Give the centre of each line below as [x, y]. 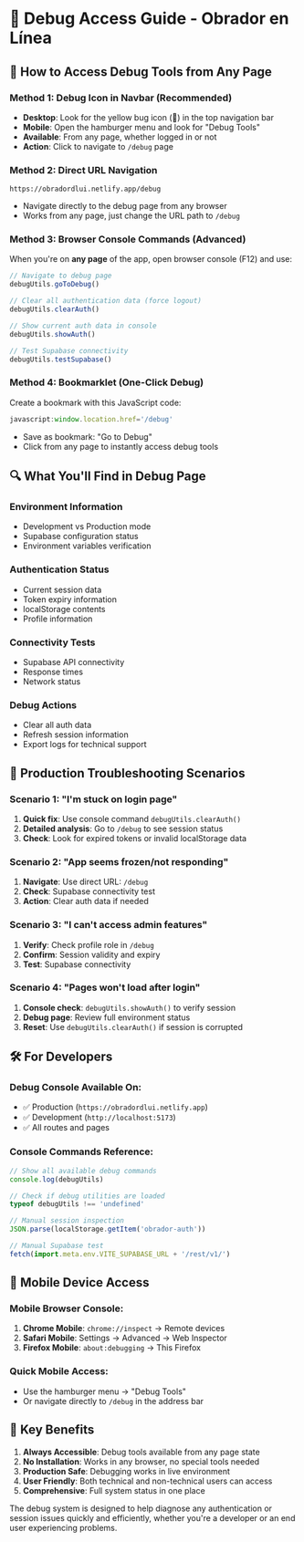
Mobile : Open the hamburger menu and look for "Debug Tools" [141, 127]
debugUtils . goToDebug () [55, 285]
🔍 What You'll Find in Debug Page [108, 477]
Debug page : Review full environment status [106, 1017]
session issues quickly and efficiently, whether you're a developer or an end [152, 1517]
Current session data [62, 589]
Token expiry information [69, 599]
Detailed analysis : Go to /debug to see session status [123, 828]
